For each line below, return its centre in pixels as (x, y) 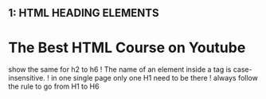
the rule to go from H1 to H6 (54, 86)
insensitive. (27, 78)
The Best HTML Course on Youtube (127, 48)
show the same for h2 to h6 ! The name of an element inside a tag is (120, 69)
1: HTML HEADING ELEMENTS (84, 13)
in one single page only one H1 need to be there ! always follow (155, 78)
